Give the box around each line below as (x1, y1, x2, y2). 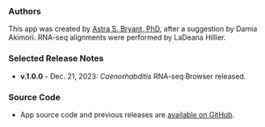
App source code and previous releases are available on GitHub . (19, 109, 235, 119)
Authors (8, 6, 42, 17)
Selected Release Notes (8, 53, 104, 64)
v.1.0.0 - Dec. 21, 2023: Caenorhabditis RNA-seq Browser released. (19, 71, 246, 81)
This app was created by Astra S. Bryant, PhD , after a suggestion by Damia (8, 24, 258, 34)
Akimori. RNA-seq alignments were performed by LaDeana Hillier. (8, 32, 226, 42)
